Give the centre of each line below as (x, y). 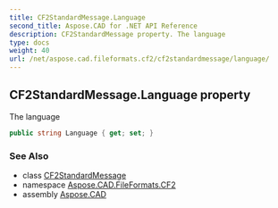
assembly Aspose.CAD (64, 194)
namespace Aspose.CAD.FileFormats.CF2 (99, 185)
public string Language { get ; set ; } (81, 133)
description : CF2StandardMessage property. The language (118, 34)
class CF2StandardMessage (74, 175)
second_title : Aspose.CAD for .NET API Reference (104, 26)
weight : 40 (29, 51)
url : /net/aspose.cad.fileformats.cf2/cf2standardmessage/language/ (139, 59)
